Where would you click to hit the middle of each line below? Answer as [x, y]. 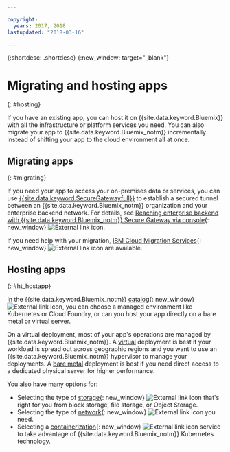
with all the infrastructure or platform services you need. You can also [106, 125]
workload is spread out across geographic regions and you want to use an [112, 349]
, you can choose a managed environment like [127, 307]
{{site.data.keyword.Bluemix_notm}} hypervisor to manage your [97, 356]
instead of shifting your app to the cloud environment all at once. [99, 140]
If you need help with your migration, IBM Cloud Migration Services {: [104, 241]
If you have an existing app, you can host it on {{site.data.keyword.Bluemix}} [115, 118]
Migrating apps [41, 161]
